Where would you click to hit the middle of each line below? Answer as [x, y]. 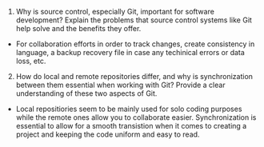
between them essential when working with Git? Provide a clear [120, 85]
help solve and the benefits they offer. [78, 28]
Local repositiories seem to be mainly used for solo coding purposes [129, 109]
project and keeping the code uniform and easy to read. [108, 134]
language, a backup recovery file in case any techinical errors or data [130, 52]
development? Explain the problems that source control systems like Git [134, 20]
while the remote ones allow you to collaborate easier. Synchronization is [136, 117]
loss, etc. [31, 61]
